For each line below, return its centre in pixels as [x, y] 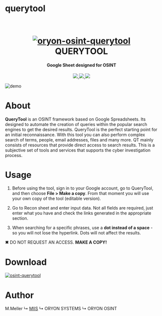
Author [19, 295]
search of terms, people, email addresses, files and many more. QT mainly [79, 140]
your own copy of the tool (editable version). [56, 199]
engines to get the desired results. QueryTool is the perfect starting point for [81, 129]
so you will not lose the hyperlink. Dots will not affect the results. [76, 233]
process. [14, 155]
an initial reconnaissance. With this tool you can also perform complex [75, 135]
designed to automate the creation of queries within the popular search [76, 124]
